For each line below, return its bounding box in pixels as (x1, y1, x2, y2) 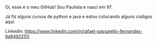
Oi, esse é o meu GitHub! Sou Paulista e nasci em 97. (5, 4, 113, 10)
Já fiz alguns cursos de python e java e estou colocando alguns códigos (5, 14, 153, 19)
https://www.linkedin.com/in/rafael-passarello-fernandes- (24, 28, 143, 34)
